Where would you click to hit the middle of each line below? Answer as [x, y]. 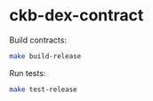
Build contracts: [38, 40]
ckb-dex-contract [76, 16]
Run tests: [28, 73]
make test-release [43, 89]
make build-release [45, 56]
